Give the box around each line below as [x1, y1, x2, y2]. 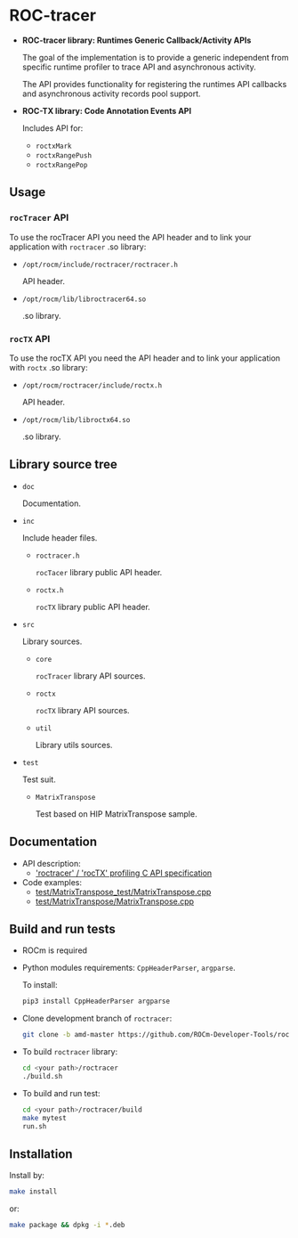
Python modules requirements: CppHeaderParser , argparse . [21, 963, 236, 973]
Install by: [9, 1170, 44, 1181]
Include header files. [21, 532, 98, 543]
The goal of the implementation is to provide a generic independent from [21, 52, 289, 62]
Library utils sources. [35, 739, 113, 750]
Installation [9, 1146, 73, 1161]
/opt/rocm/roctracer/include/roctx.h [21, 380, 163, 390]
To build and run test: [21, 1087, 101, 1098]
